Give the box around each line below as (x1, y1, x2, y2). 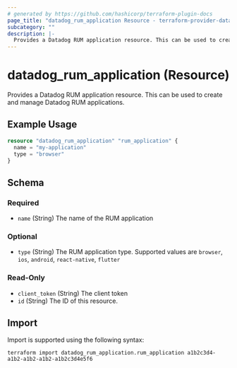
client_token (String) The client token (17, 289, 128, 297)
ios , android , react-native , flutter (17, 255, 121, 264)
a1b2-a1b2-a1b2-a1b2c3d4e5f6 (7, 355, 93, 363)
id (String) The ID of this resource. (17, 297, 119, 305)
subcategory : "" (7, 23, 55, 30)
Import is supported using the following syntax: (7, 335, 145, 344)
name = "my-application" (13, 144, 87, 151)
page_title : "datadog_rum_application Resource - (7, 17, 157, 24)
